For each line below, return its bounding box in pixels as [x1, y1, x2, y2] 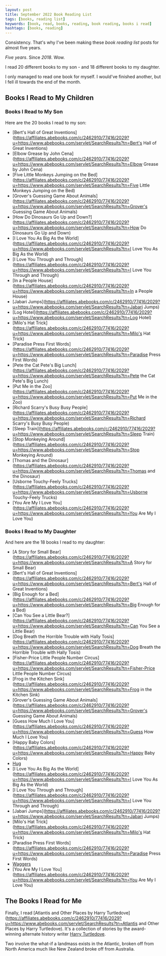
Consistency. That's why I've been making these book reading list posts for [5, 39, 159, 45]
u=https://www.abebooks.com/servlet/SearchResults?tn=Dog [12, 644, 139, 650]
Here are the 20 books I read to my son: [5, 119, 87, 125]
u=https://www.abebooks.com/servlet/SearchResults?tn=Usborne [12, 489, 148, 495]
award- [131, 926, 146, 932]
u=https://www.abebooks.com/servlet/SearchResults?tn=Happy [12, 750, 144, 756]
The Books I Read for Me [5, 897, 82, 905]
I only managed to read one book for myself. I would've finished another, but [5, 74, 161, 80]
